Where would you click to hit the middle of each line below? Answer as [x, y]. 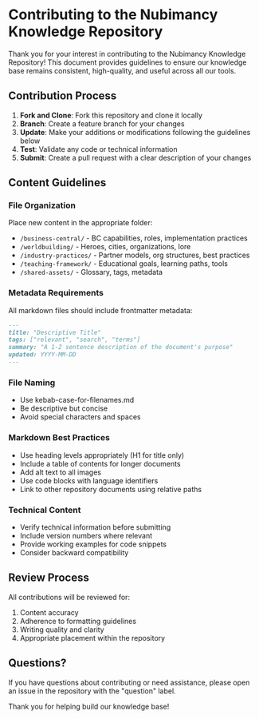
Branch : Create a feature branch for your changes [102, 123]
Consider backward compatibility [74, 552]
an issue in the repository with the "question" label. [92, 691]
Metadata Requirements [56, 293]
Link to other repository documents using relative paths [110, 489]
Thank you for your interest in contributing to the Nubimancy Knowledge [127, 54]
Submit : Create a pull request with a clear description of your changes [135, 157]
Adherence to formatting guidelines [78, 621]
